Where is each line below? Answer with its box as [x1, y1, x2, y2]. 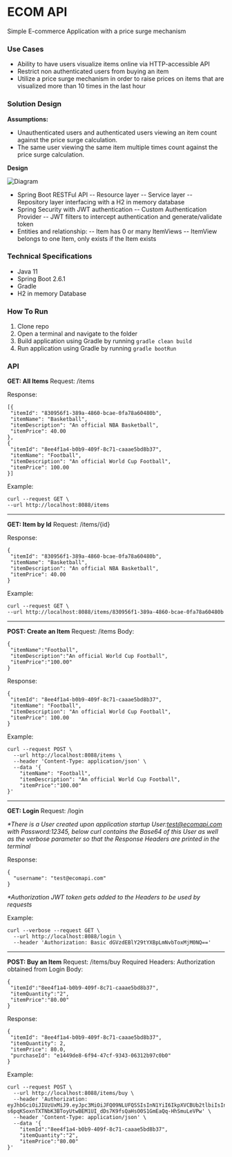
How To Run [7, 307, 48, 316]
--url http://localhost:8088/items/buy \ [13, 1090, 135, 1097]
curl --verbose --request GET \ [7, 927, 100, 934]
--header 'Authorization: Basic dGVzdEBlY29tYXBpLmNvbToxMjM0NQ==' [13, 940, 212, 946]
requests [7, 900, 32, 908]
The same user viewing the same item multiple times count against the [17, 143, 218, 151]
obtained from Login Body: [7, 965, 84, 973]
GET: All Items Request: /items [7, 377, 95, 385]
